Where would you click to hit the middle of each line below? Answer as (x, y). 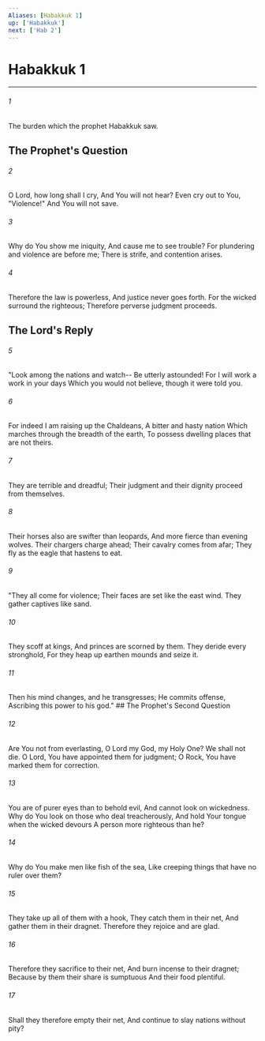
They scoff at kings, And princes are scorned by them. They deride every (127, 646)
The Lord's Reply (51, 330)
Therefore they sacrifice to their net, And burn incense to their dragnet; (124, 969)
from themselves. (37, 494)
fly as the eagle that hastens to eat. (65, 553)
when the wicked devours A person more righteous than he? (106, 824)
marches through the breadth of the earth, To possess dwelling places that (129, 434)
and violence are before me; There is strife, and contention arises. (116, 254)
